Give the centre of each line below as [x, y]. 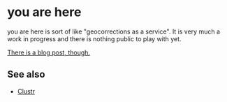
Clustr [26, 91]
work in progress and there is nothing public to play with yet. [94, 38]
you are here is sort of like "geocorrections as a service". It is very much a [114, 31]
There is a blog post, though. [49, 52]
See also [26, 74]
